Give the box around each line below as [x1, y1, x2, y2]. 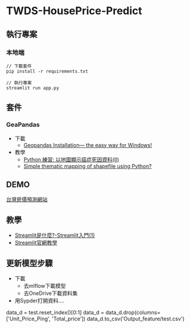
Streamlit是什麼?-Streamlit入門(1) [14, 232, 96, 239]
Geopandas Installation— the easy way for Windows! [23, 141, 152, 148]
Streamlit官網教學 [14, 239, 58, 246]
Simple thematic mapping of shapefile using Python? [23, 163, 152, 170]
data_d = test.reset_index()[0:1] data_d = [6, 309, 104, 316]
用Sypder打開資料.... [14, 297, 65, 304]
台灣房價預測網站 [6, 196, 48, 203]
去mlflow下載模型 [23, 282, 66, 289]
